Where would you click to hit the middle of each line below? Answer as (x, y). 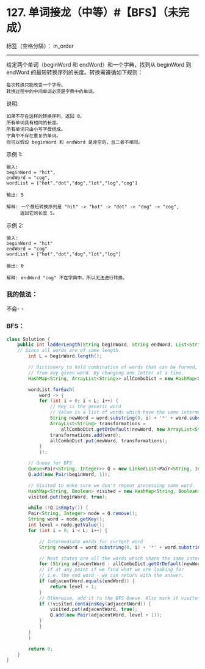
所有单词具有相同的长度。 (34, 123)
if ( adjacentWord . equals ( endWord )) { (87, 581)
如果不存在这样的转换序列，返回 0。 (45, 116)
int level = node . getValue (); (67, 525)
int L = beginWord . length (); (65, 356)
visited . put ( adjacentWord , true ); (94, 609)
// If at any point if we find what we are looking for (111, 570)
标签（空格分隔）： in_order (40, 46)
